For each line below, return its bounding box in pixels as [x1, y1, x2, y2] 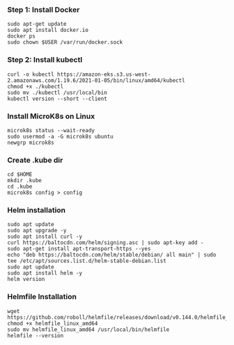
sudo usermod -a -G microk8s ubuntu [7, 133, 114, 140]
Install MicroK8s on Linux [7, 111, 95, 121]
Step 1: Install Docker [7, 5, 80, 15]
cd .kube [7, 183, 33, 191]
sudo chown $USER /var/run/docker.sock [7, 39, 123, 46]
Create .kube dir [7, 155, 63, 165]
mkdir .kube [7, 177, 42, 184]
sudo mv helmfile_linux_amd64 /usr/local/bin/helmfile [7, 326, 170, 333]
